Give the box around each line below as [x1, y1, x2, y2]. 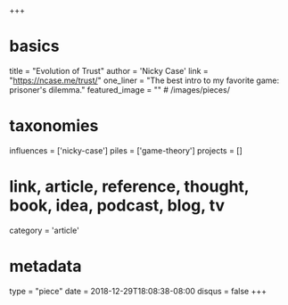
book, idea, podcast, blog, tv [9, 195, 226, 216]
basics [9, 37, 60, 56]
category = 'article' [9, 225, 80, 235]
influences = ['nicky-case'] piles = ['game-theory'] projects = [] [9, 144, 243, 156]
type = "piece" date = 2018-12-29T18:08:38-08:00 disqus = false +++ [9, 285, 267, 296]
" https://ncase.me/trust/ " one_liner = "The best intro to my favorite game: [9, 75, 279, 86]
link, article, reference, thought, [9, 177, 250, 197]
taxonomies [9, 116, 99, 136]
